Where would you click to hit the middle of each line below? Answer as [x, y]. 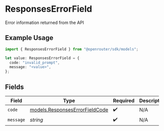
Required [124, 100]
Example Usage [29, 38]
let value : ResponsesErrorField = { [42, 58]
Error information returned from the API [45, 22]
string [37, 120]
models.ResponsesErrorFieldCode [69, 110]
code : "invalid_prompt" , [35, 63]
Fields [15, 87]
